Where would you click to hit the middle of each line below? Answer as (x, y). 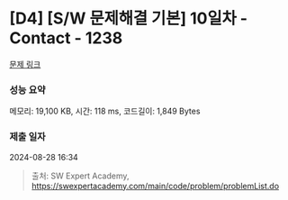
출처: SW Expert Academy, (80, 176)
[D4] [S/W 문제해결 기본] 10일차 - (129, 18)
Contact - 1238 (66, 38)
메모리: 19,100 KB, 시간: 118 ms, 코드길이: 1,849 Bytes (105, 111)
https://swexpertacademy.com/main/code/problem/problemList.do (155, 186)
